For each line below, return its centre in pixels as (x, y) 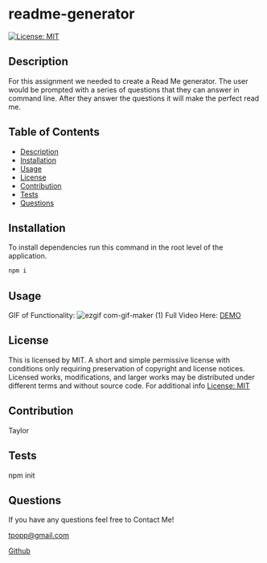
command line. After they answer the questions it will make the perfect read (134, 98)
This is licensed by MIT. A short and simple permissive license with (119, 360)
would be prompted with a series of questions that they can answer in (124, 89)
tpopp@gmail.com (39, 536)
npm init (22, 475)
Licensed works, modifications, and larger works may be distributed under (131, 377)
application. (28, 256)
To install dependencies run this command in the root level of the (116, 247)
